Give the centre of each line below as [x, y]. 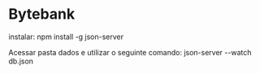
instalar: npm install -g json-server [66, 37]
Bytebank [42, 14]
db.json [21, 61]
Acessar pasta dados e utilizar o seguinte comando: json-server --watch [130, 52]
